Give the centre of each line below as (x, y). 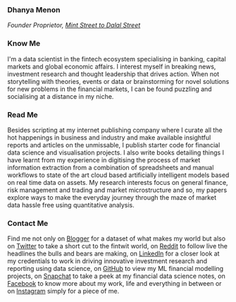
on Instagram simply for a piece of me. (63, 291)
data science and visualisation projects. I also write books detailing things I (116, 152)
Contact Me (28, 223)
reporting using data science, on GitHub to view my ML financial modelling (116, 269)
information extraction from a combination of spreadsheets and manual (111, 167)
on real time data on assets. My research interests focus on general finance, (118, 182)
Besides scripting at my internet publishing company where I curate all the (115, 130)
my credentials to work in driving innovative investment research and (107, 261)
